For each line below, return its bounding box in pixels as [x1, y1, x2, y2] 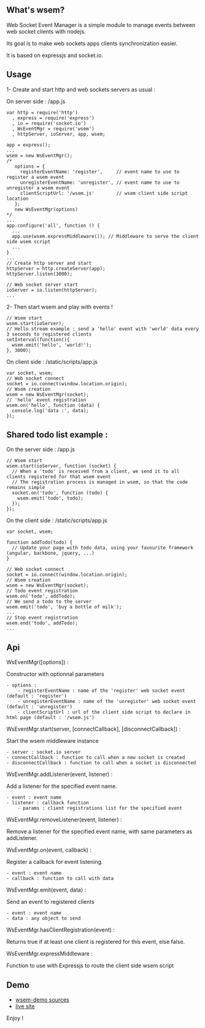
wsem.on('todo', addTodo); [6, 593, 75, 600]
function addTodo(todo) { [6, 540, 72, 546]
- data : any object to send [6, 916, 81, 922]
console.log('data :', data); [12, 407, 89, 414]
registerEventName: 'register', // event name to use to [20, 168, 180, 175]
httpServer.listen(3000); [6, 270, 72, 277]
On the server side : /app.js [6, 445, 75, 453]
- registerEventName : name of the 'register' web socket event [17, 688, 185, 694]
